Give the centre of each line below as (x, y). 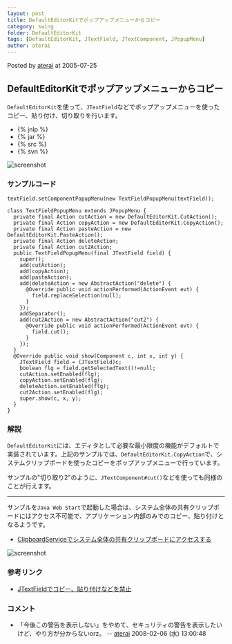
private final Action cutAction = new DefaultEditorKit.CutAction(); (115, 217)
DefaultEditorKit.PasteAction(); (55, 235)
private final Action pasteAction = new (72, 229)
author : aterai (29, 46)
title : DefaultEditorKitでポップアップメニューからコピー (84, 20)
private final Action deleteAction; (66, 241)
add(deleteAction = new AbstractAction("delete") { (95, 284)
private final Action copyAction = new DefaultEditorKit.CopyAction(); (119, 223)
